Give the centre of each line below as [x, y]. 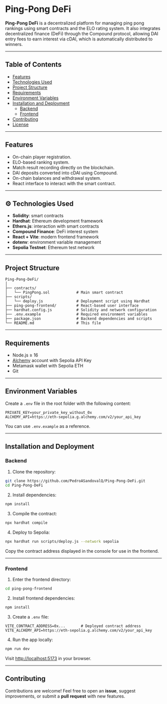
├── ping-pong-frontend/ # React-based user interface [72, 306]
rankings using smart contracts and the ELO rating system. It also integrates [83, 28]
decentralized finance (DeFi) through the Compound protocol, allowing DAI [82, 33]
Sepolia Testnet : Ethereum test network [53, 248]
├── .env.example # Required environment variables [77, 315]
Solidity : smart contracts [38, 216]
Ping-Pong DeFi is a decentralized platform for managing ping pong [75, 23]
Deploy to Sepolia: [31, 532]
